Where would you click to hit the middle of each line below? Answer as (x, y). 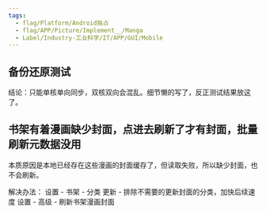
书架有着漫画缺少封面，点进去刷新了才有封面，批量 (133, 130)
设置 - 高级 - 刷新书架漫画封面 (66, 201)
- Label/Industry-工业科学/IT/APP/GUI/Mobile (89, 38)
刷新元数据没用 (45, 145)
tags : (17, 15)
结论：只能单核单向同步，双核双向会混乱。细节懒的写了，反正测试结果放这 (129, 93)
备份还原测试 (40, 72)
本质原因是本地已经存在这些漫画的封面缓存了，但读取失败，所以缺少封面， (129, 165)
